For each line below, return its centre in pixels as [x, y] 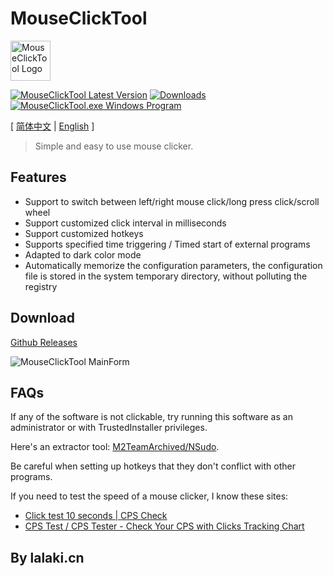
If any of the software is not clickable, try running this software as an [151, 417]
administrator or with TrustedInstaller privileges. [109, 428]
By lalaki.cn [47, 557]
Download [42, 318]
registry [41, 286]
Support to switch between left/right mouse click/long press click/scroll [172, 201]
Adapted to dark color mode [83, 254]
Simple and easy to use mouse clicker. [114, 146]
